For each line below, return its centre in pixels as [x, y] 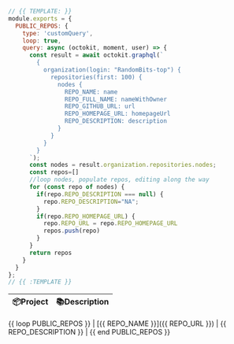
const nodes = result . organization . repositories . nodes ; [123, 165]
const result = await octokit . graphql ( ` [96, 55]
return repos [50, 253]
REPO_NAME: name [91, 92]
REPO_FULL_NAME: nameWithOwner [116, 99]
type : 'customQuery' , [58, 33]
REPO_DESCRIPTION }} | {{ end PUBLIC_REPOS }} [89, 332]
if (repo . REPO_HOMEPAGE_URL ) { [86, 216]
